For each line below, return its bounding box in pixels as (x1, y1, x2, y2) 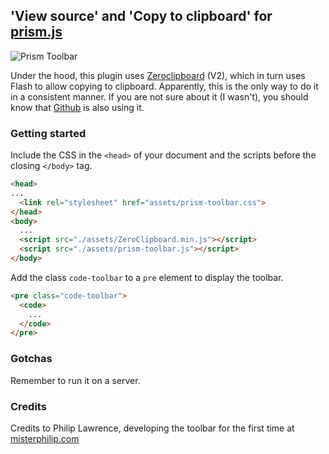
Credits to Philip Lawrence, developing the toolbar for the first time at (10, 422, 295, 434)
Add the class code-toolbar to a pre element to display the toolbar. (10, 271, 284, 283)
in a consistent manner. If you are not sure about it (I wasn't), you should (10, 90, 309, 103)
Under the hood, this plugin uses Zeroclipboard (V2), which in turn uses (10, 69, 306, 81)
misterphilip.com (10, 432, 80, 444)
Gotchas (10, 352, 53, 366)
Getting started (10, 126, 87, 140)
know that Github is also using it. (10, 101, 145, 113)
